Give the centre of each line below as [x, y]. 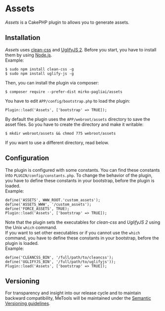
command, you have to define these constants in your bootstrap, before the [82, 238]
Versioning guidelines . [28, 304]
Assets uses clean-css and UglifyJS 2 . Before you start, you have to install [81, 49]
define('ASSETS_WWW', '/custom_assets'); [48, 204]
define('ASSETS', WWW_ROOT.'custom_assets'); [53, 200]
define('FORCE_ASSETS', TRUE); [37, 209]
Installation [23, 38]
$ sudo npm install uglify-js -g [40, 74]
